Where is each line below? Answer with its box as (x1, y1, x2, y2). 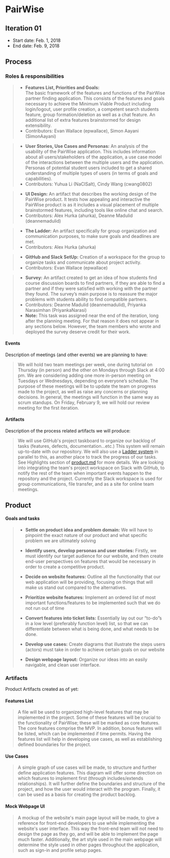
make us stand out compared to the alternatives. (25, 584, 127, 591)
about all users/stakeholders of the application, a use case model (25, 154, 162, 160)
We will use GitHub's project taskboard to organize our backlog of (17, 438, 156, 444)
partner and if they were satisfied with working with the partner (25, 285, 158, 291)
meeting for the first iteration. (17, 405, 80, 411)
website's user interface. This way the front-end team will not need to (17, 825, 164, 832)
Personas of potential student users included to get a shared (25, 165, 152, 171)
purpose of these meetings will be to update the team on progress (17, 383, 156, 389)
